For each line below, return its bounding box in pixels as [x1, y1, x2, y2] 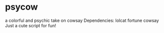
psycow [5, 1, 38, 13]
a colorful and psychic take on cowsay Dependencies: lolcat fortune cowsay [5, 17, 159, 23]
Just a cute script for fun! [5, 22, 56, 28]
